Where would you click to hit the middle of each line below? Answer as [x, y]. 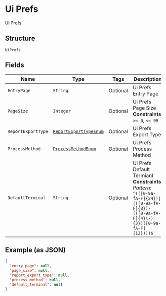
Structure [20, 38]
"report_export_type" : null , [40, 275]
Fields [15, 65]
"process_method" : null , [35, 280]
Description [148, 79]
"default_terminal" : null [36, 284]
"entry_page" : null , [31, 266]
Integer [62, 111]
